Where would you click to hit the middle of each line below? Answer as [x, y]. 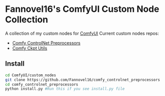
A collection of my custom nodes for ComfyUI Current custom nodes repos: [82, 33]
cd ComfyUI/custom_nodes [31, 75]
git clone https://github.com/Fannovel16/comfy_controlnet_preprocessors [83, 80]
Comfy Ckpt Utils [30, 48]
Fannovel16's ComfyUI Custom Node [82, 9]
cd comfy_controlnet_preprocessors [42, 84]
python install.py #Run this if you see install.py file [65, 89]
